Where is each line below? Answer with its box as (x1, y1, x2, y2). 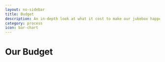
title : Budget (5, 12, 34, 17)
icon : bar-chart (5, 25, 38, 30)
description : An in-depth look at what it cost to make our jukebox (5, 16, 148, 21)
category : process (5, 21, 43, 26)
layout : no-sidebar (5, 7, 45, 12)
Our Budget (5, 46, 53, 58)
